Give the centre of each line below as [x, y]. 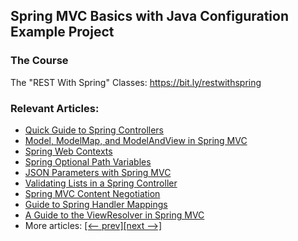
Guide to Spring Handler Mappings [96, 204]
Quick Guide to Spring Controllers [94, 130]
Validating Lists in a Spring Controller [101, 183]
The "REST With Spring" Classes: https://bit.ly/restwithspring [136, 82]
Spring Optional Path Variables [88, 161]
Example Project [62, 32]
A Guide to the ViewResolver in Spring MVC [114, 215]
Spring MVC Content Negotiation [92, 193]
